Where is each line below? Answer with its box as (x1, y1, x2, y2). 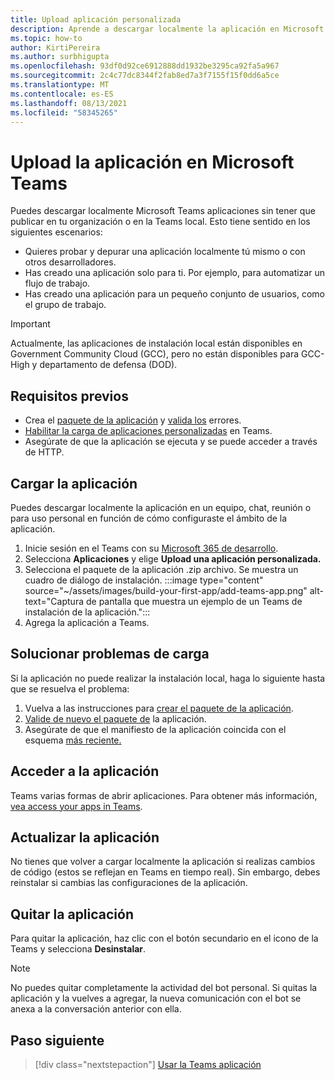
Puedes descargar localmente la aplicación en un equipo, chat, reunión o (10, 501, 312, 513)
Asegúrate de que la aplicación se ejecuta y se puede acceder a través (24, 436, 318, 448)
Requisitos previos (10, 387, 129, 405)
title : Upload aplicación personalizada (10, 14, 182, 25)
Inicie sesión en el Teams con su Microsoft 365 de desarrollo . (24, 542, 279, 554)
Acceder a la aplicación (10, 763, 160, 780)
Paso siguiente (10, 1032, 105, 1049)
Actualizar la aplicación (10, 829, 160, 846)
